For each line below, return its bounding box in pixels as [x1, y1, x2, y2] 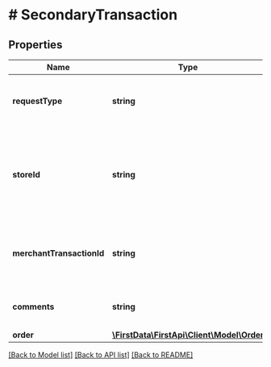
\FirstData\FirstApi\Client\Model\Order [111, 329, 265, 340]
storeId [12, 169, 40, 180]
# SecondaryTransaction [8, 6, 178, 24]
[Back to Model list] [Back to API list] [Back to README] [8, 350, 194, 360]
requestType [12, 95, 63, 106]
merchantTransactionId [12, 248, 105, 259]
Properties [8, 38, 63, 52]
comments [12, 301, 55, 312]
